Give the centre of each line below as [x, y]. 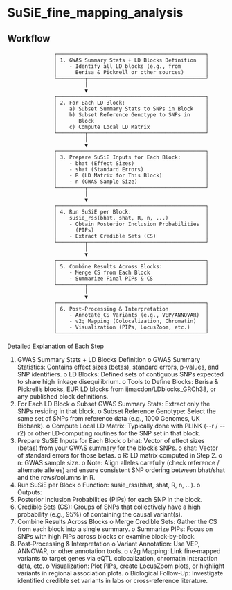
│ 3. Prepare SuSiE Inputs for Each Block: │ [131, 157]
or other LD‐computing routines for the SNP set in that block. [114, 433]
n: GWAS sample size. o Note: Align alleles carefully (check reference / [118, 463]
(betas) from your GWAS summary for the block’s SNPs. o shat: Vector [117, 448]
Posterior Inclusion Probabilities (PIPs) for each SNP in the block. [110, 500]
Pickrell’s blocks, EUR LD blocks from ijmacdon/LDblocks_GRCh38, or [117, 389]
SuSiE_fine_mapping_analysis [95, 13]
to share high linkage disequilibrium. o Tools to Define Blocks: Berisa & [118, 382]
